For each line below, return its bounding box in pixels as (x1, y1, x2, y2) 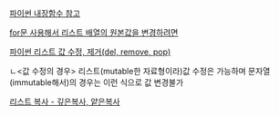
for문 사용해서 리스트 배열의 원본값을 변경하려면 (9, 27, 179, 38)
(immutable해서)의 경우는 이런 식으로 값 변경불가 (9, 77, 184, 88)
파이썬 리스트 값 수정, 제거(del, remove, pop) (9, 46, 171, 57)
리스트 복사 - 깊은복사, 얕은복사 (9, 96, 120, 107)
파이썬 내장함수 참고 (9, 8, 80, 18)
